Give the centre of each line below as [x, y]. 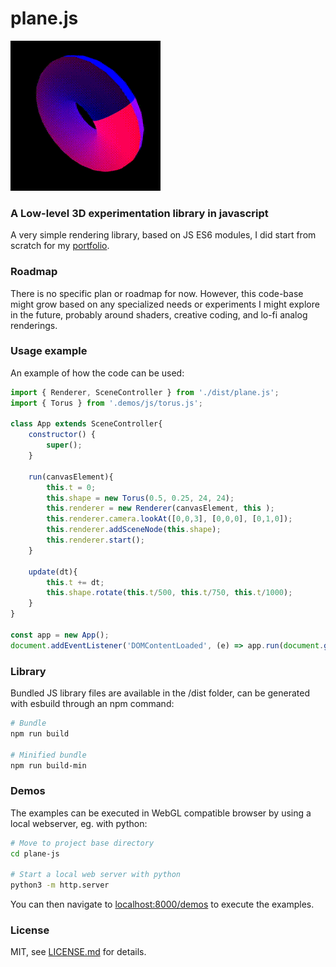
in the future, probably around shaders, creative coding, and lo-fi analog [159, 314]
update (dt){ [53, 572]
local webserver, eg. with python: [79, 823]
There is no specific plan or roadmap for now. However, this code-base [157, 293]
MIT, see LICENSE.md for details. [78, 952]
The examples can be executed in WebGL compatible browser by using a [161, 813]
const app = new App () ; [60, 635]
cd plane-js [35, 853]
